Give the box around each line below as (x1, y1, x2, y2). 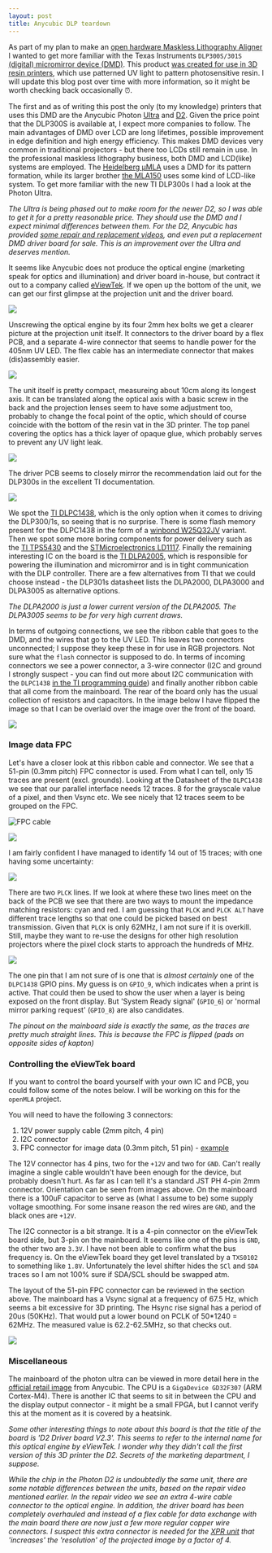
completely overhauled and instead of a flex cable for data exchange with (8, 1509, 257, 1519)
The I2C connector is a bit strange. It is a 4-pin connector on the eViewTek (8, 1227, 258, 1236)
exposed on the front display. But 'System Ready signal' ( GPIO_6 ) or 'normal (8, 996, 261, 1006)
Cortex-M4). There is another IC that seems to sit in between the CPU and (8, 1391, 257, 1401)
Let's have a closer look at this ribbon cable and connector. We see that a (8, 758, 254, 768)
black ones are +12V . (8, 1210, 77, 1221)
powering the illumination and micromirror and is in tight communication (8, 559, 249, 570)
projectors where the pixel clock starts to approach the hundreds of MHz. (8, 939, 254, 949)
